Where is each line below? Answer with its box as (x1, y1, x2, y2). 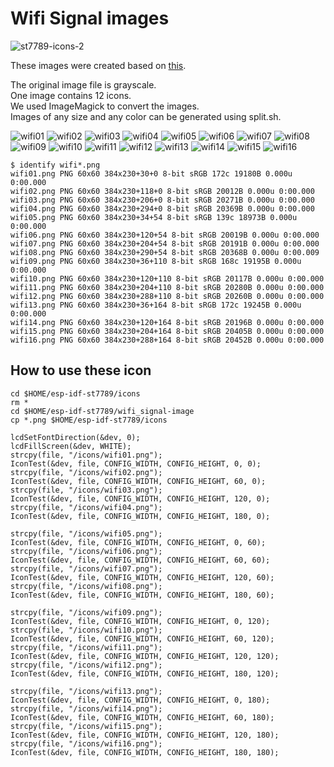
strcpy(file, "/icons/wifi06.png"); (10, 546, 163, 556)
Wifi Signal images (10, 7, 170, 30)
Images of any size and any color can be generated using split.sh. (10, 110, 282, 122)
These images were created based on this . (10, 59, 187, 71)
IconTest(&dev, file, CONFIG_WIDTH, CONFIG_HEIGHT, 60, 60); (10, 555, 271, 565)
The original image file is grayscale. (10, 78, 157, 91)
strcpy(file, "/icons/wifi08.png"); (10, 581, 163, 591)
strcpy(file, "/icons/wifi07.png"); (10, 563, 163, 574)
